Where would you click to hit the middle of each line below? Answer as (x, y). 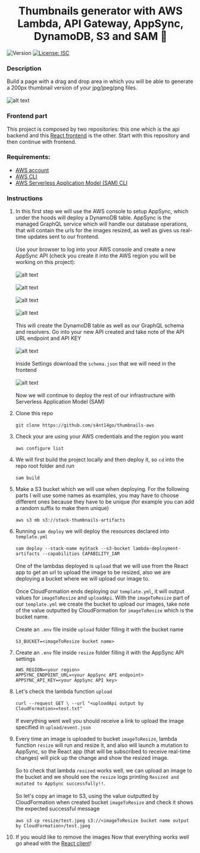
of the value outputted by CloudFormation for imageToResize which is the (104, 610)
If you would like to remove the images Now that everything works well (102, 837)
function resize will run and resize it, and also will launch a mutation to (102, 745)
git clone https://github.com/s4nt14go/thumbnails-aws (85, 425)
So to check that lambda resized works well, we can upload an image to (104, 771)
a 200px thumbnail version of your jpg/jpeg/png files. (72, 88)
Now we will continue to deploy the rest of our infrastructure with (95, 395)
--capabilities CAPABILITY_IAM (81, 554)
